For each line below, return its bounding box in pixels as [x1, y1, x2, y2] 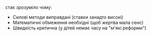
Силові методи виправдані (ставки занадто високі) [12, 14, 124, 20]
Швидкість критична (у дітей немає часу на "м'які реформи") [12, 25, 146, 31]
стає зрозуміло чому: [5, 5, 52, 10]
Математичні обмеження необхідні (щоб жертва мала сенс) [12, 20, 144, 25]
